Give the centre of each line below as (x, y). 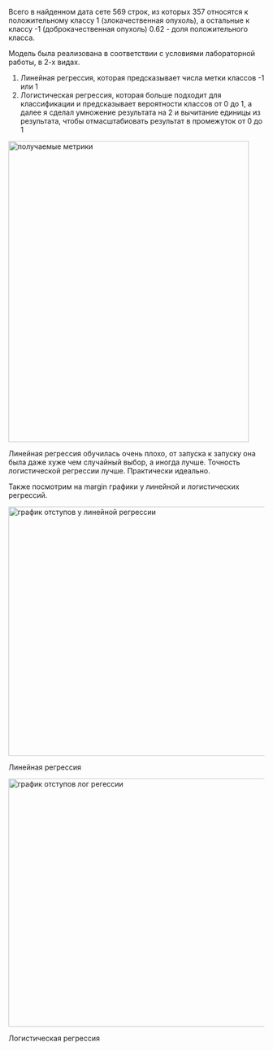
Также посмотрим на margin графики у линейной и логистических (124, 486)
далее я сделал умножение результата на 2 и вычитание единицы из (141, 112)
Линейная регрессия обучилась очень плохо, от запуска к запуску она (132, 454)
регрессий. (28, 495)
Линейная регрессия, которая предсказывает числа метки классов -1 (142, 78)
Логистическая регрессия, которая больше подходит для (121, 95)
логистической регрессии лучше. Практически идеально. (109, 471)
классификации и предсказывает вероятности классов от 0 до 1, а (136, 104)
